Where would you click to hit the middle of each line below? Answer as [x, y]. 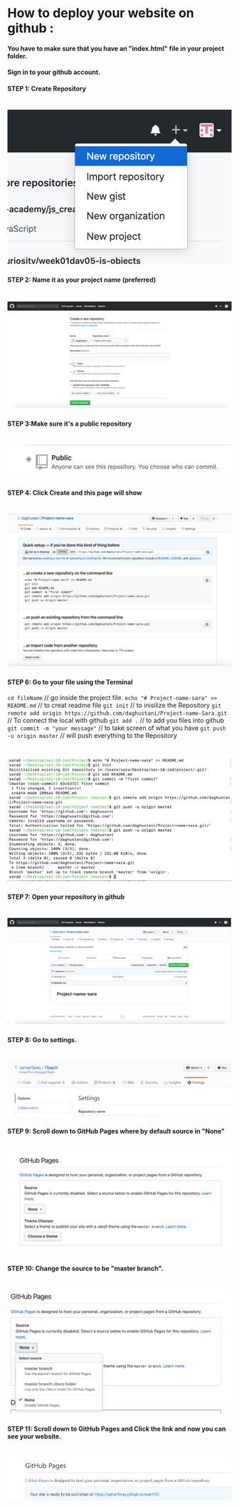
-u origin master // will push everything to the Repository [92, 736]
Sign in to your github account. [54, 72]
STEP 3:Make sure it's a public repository [70, 423]
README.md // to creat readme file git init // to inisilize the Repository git [115, 705]
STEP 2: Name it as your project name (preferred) [82, 279]
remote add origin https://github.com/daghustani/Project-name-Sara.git [117, 714]
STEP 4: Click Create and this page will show [75, 493]
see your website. [34, 1436]
